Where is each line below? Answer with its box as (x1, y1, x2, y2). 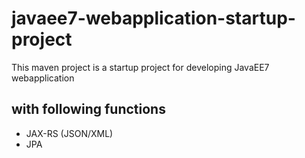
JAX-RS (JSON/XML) (25, 127, 114, 139)
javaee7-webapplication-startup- (11, 7, 296, 30)
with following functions (11, 101, 166, 118)
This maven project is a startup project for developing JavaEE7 (11, 61, 270, 73)
